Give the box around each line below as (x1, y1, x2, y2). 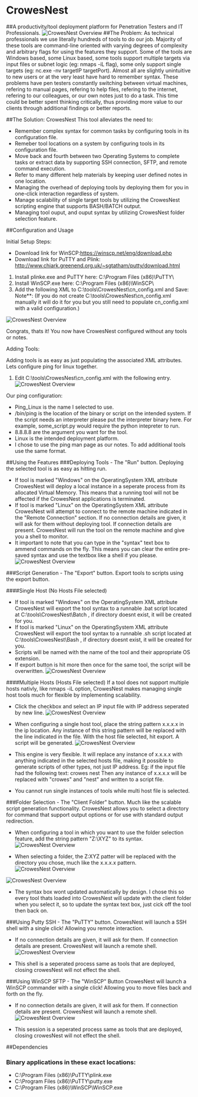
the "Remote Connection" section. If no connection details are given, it (14, 514, 186, 521)
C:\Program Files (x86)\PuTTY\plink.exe (14, 1072, 112, 1079)
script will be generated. (14, 739, 74, 746)
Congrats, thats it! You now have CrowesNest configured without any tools (6, 327, 187, 334)
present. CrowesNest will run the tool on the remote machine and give (14, 526, 185, 534)
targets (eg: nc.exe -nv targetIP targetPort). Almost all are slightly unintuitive (6, 67, 191, 74)
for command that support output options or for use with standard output (6, 811, 184, 818)
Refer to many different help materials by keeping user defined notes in (14, 171, 187, 178)
